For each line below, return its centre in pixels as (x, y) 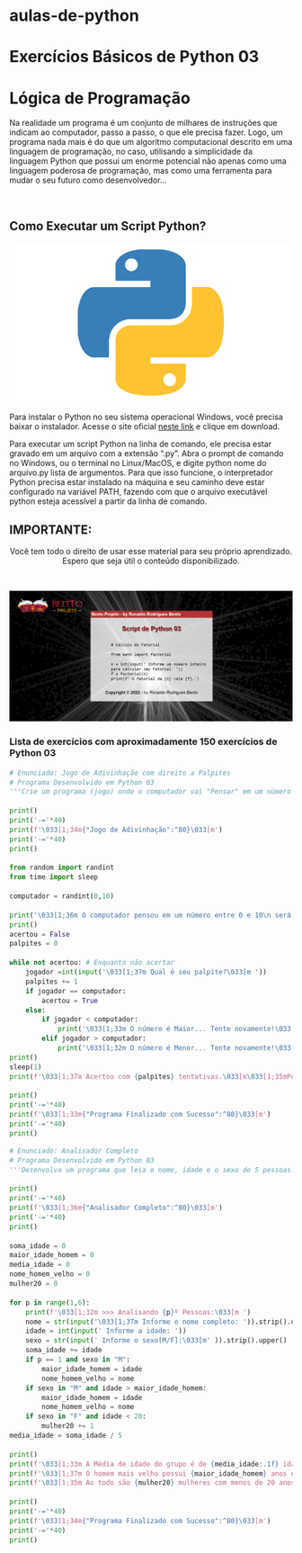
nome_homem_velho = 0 (50, 1274)
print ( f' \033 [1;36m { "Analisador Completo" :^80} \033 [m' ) (116, 1208)
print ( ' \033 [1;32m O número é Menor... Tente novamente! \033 (174, 1048)
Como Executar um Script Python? (108, 226)
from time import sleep (54, 877)
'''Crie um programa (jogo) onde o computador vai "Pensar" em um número (151, 792)
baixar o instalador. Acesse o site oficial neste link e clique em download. (145, 426)
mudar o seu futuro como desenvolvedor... (88, 180)
